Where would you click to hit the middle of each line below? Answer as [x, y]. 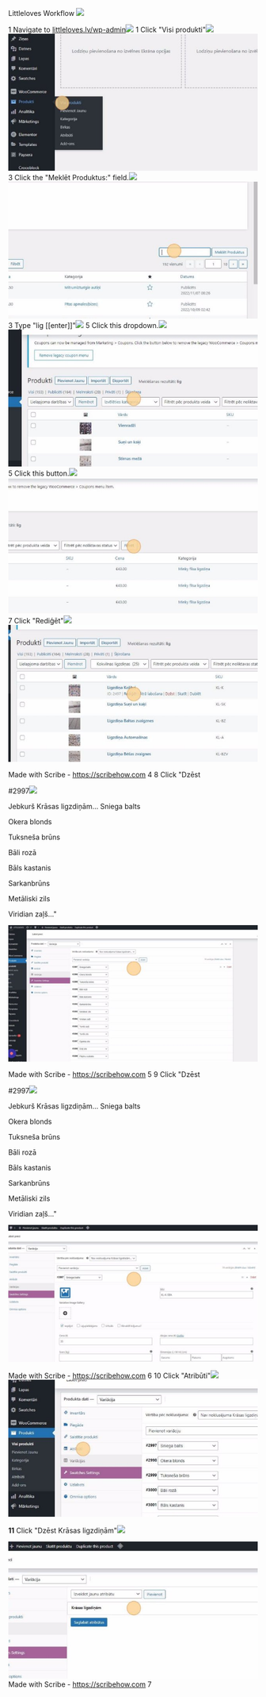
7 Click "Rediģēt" [36, 621]
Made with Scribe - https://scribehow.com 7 [80, 1684]
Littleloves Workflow [42, 13]
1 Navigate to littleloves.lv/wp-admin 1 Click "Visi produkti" [107, 29]
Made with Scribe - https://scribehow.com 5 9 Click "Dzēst [104, 1074]
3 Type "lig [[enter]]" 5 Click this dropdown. [84, 325]
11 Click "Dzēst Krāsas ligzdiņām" [63, 1530]
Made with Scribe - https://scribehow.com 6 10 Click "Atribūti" [110, 1376]
